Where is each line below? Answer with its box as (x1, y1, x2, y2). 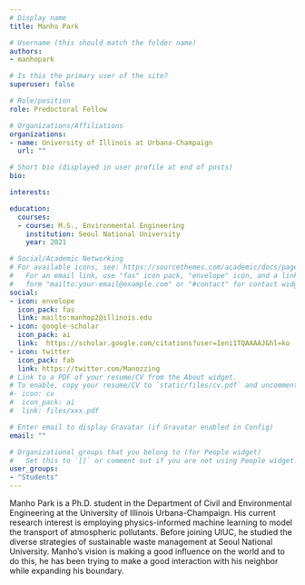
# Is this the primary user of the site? (9, 72, 169, 81)
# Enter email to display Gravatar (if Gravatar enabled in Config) (9, 422, 274, 431)
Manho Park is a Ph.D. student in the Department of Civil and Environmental (9, 498, 292, 509)
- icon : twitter (9, 347, 71, 356)
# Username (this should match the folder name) (9, 38, 197, 47)
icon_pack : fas (17, 305, 75, 314)
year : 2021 (25, 238, 67, 247)
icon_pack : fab (17, 355, 75, 364)
